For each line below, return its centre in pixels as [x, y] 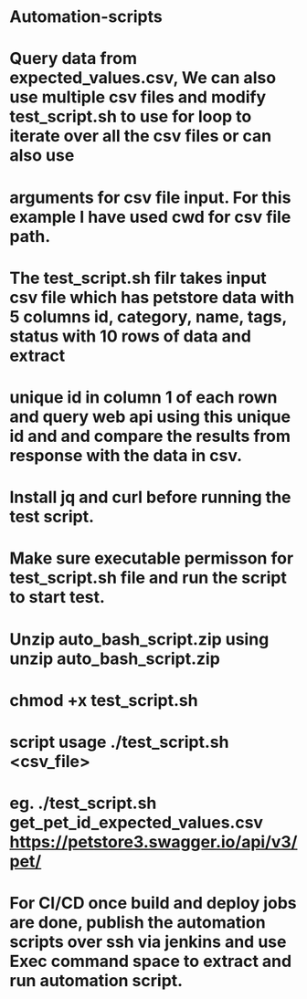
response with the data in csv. [126, 455]
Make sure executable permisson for [152, 558]
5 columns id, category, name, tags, [148, 316]
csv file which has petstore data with [152, 297]
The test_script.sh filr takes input [138, 278]
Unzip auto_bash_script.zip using [139, 639]
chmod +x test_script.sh [104, 700]
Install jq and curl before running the [150, 497]
